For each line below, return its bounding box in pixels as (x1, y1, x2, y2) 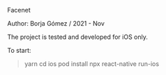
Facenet (7, 6, 31, 14)
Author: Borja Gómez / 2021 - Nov (7, 19, 105, 27)
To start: (7, 47, 31, 54)
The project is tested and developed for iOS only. (7, 33, 149, 41)
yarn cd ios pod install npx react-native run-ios (24, 60, 159, 68)
